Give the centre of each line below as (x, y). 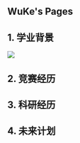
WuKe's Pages (40, 12)
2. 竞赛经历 (32, 78)
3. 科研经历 (32, 104)
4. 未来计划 (32, 131)
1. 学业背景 (31, 37)
